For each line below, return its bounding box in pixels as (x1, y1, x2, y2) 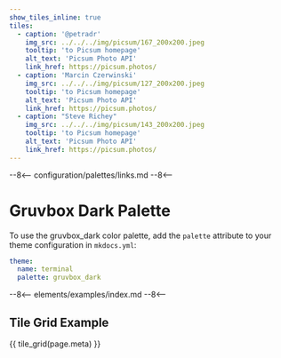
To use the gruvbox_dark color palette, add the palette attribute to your (9, 230, 272, 241)
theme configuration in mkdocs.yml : (9, 239, 137, 250)
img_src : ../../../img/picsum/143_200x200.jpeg (25, 121, 205, 130)
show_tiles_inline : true (9, 12, 101, 22)
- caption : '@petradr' (17, 29, 101, 38)
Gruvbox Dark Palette (9, 201, 171, 220)
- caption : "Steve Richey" (17, 112, 117, 121)
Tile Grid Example (9, 314, 109, 330)
